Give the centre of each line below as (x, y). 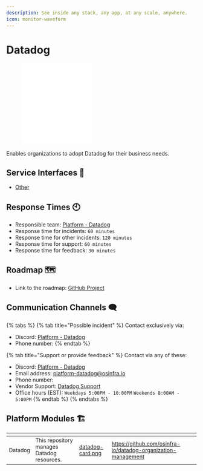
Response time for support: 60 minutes (63, 244)
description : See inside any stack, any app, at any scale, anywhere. (97, 13)
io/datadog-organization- (144, 450)
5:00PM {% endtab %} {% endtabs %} (62, 399)
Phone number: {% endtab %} (53, 343)
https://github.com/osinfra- (146, 443)
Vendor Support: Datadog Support (58, 386)
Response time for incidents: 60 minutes (65, 231)
